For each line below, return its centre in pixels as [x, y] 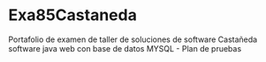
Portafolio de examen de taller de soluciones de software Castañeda [133, 39]
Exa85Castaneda [73, 15]
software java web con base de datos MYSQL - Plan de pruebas [125, 48]
